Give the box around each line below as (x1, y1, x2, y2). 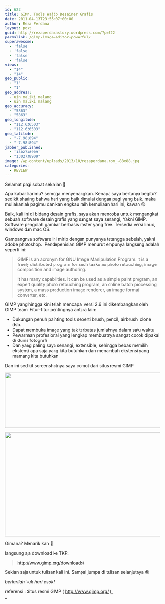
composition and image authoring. (17, 267, 87, 273)
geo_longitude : (5, 117, 36, 122)
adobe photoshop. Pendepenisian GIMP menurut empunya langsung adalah (5, 241, 160, 247)
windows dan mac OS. (5, 226, 51, 232)
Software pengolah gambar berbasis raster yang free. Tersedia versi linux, (5, 222, 156, 227)
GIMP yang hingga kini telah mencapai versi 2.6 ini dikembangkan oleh (5, 302, 148, 307)
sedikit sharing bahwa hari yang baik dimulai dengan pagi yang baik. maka (5, 196, 156, 202)
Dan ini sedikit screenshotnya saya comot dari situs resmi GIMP (5, 363, 134, 369)
